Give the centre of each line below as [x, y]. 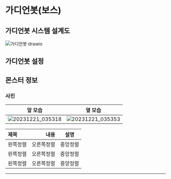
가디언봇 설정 [25, 61]
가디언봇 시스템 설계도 [38, 31]
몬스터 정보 [22, 80]
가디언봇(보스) [33, 10]
